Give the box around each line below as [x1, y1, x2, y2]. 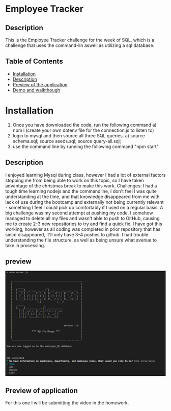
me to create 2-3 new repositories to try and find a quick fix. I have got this [5, 221, 162, 227]
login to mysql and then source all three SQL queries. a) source [12, 132, 145, 138]
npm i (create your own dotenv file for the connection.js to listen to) [12, 127, 154, 133]
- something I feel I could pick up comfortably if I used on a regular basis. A [5, 204, 163, 210]
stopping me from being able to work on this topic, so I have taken [5, 177, 144, 183]
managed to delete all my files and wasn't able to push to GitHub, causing [5, 215, 160, 221]
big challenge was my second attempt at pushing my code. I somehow [5, 210, 153, 216]
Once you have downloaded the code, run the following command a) [12, 122, 157, 128]
